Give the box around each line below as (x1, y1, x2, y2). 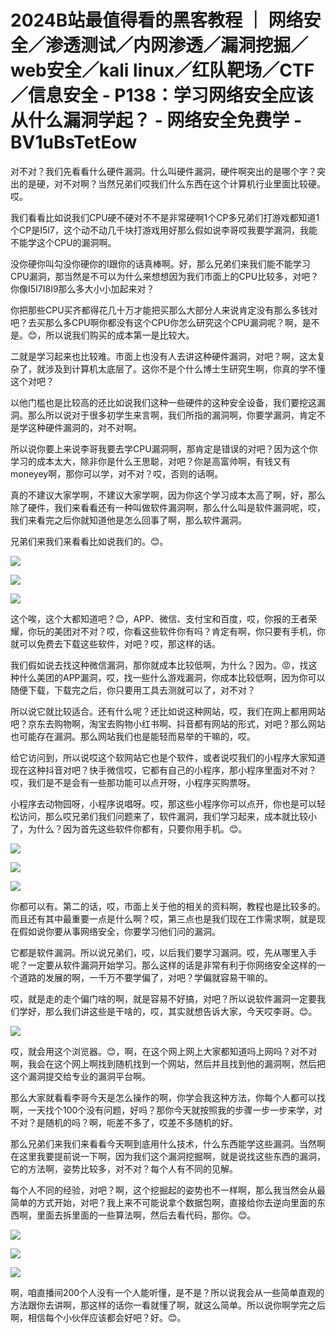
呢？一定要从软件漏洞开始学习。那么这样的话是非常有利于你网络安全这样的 (10, 959, 317, 971)
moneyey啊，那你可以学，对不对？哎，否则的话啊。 (10, 467, 224, 480)
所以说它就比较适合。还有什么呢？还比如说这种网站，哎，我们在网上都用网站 (10, 705, 326, 717)
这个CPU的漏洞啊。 (36, 236, 117, 248)
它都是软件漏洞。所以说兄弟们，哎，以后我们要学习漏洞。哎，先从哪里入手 (10, 946, 317, 958)
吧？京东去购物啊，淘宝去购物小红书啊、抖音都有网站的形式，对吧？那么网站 (10, 717, 326, 730)
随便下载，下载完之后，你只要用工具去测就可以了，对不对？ (10, 684, 256, 696)
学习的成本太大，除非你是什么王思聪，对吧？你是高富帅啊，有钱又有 (10, 455, 291, 467)
